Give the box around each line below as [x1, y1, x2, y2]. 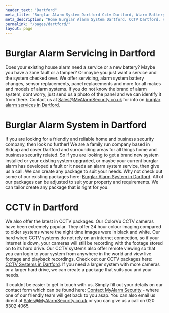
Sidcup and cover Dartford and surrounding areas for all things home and [5, 147, 157, 152]
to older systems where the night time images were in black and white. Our [5, 229, 160, 235]
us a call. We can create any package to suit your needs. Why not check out [5, 168, 163, 174]
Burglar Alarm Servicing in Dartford [5, 48, 156, 59]
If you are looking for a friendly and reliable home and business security [5, 136, 154, 142]
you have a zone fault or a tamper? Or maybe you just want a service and [5, 70, 157, 76]
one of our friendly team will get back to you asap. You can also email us [5, 292, 156, 298]
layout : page [5, 26, 33, 31]
